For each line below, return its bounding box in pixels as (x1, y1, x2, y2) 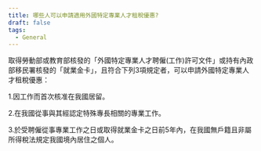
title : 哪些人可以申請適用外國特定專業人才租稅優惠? (8, 11, 159, 20)
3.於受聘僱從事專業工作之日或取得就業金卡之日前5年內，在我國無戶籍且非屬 (8, 125, 252, 135)
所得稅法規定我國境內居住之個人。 (8, 135, 118, 145)
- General (15, 33, 47, 41)
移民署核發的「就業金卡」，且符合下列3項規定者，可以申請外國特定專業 (14, 66, 243, 75)
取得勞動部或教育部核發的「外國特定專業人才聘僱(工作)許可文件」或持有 (8, 56, 241, 65)
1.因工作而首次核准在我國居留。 (8, 92, 110, 102)
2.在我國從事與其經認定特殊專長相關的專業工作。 (8, 109, 166, 118)
